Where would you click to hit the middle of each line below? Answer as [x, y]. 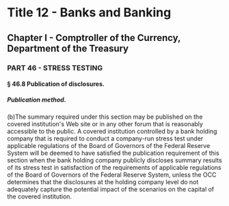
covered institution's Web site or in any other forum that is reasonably [105, 124]
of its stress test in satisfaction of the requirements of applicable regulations [114, 168]
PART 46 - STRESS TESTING [55, 68]
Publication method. [37, 100]
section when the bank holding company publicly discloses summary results [114, 160]
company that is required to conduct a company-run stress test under [105, 138]
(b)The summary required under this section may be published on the [105, 117]
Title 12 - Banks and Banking [89, 13]
